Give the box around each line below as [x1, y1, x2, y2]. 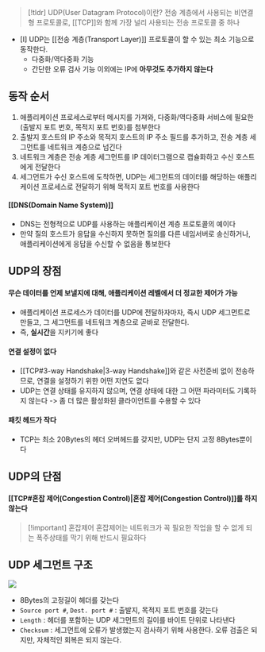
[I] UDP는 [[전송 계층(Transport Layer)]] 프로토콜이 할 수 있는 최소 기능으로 [19, 35, 255, 44]
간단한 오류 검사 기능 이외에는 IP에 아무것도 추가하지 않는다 [31, 64, 213, 74]
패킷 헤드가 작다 [8, 415, 57, 425]
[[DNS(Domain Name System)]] [8, 200, 113, 210]
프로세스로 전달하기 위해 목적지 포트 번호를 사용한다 [40, 182, 201, 191]
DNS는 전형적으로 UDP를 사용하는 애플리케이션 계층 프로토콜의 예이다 [19, 219, 236, 229]
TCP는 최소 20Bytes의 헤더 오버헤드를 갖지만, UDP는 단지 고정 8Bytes [19, 434, 240, 444]
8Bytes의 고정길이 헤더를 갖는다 [19, 596, 120, 605]
